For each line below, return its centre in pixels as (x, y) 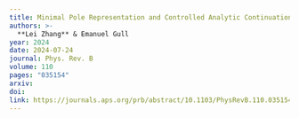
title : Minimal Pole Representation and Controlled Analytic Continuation (151, 17)
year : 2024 (29, 42)
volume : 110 (31, 67)
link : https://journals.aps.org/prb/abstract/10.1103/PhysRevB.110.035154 (151, 100)
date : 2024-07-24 (41, 51)
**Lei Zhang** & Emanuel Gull (73, 34)
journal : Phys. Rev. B (51, 59)
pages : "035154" (39, 75)
